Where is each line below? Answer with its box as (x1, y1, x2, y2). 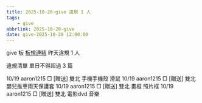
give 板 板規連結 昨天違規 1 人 (6, 49, 80, 57)
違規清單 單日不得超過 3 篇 (6, 62, 73, 69)
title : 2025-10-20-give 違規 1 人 (6, 9, 91, 15)
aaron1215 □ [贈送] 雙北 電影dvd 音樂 (6, 90, 100, 98)
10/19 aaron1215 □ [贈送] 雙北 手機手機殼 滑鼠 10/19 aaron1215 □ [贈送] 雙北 (6, 75, 196, 82)
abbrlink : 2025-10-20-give (6, 26, 75, 32)
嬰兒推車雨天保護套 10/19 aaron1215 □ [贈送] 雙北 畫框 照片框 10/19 (6, 83, 174, 90)
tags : (6, 15, 20, 21)
